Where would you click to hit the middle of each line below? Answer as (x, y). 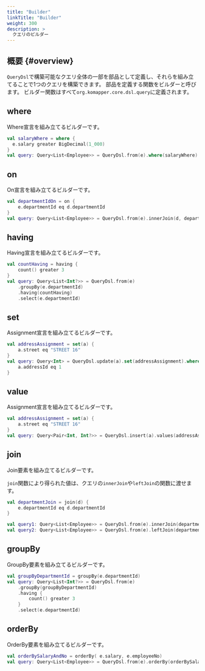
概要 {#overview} (40, 61)
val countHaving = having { (43, 264)
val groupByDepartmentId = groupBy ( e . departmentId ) (74, 576)
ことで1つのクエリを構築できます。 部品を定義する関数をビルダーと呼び (107, 84)
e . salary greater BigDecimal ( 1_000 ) (59, 144)
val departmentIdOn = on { (41, 202)
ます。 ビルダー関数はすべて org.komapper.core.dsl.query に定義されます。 (99, 91)
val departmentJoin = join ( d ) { (48, 502)
